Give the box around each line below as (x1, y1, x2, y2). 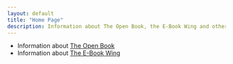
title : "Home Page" (7, 17, 64, 23)
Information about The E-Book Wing (17, 49, 121, 57)
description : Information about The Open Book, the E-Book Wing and (7, 23, 209, 30)
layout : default (7, 10, 54, 17)
